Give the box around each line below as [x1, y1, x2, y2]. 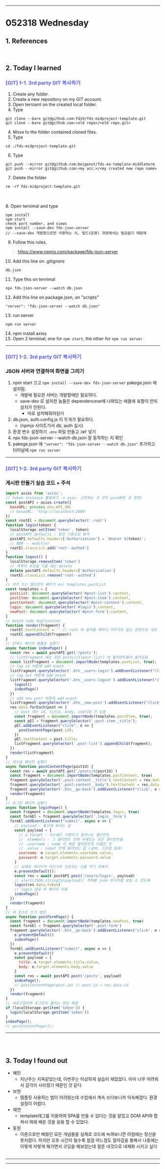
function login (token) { [5, 523, 56, 528]
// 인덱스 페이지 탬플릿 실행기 [5, 641, 59, 646]
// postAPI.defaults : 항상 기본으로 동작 [10, 532, 90, 537]
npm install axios [12, 330, 47, 336]
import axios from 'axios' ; [5, 491, 63, 496]
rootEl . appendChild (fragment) [10, 632, 71, 637]
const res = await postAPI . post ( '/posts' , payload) [14, 973, 122, 978]
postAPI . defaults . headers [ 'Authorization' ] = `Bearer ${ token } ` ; [10, 536, 146, 541]
